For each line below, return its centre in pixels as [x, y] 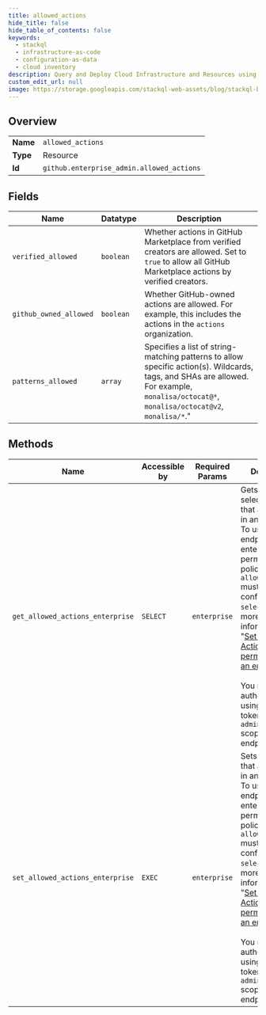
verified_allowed [45, 257]
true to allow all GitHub [187, 262]
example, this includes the [193, 314]
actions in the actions [185, 324]
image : [19, 89]
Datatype [119, 219]
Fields [24, 196]
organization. [169, 334]
